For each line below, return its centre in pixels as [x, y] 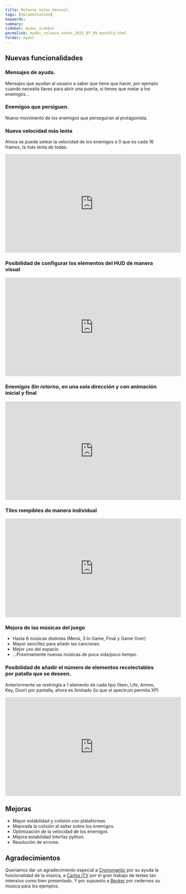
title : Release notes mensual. [38, 10]
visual [13, 270]
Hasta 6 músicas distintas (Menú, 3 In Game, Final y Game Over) [79, 639]
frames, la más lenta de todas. [36, 147]
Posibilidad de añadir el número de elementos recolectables [79, 667]
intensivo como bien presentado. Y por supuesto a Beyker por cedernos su [83, 881]
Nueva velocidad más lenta [39, 131]
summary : [14, 24]
